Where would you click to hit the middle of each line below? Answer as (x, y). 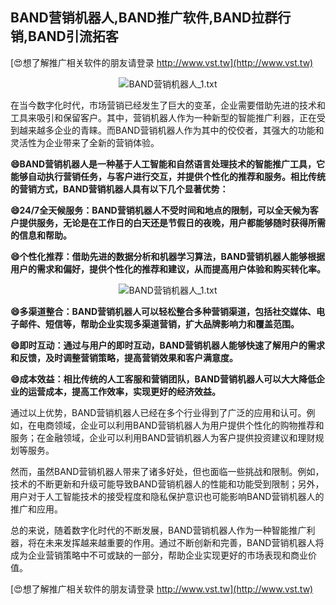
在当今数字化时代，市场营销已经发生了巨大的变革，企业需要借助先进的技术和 (168, 105)
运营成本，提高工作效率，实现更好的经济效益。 (124, 391)
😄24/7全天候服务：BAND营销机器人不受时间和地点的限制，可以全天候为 (160, 210)
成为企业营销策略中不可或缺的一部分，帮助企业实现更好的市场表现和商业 (159, 555)
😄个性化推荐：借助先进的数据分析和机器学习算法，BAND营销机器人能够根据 (168, 256)
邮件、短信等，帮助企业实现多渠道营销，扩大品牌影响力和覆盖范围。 (159, 324)
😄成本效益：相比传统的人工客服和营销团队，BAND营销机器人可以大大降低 (163, 379)
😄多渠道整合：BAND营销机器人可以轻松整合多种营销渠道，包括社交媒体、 (163, 311)
